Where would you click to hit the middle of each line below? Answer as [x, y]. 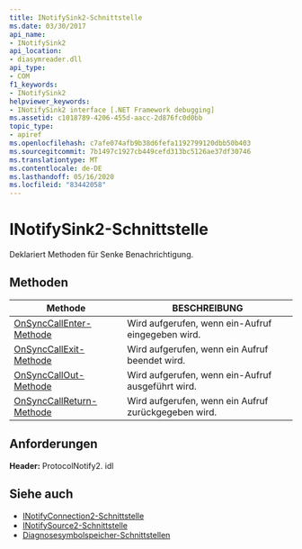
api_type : [28, 68]
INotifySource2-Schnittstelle [75, 525]
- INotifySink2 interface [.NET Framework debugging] [112, 110]
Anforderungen [53, 444]
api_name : [28, 34]
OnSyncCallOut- [49, 374]
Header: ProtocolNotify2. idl [62, 465]
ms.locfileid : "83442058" [58, 185]
